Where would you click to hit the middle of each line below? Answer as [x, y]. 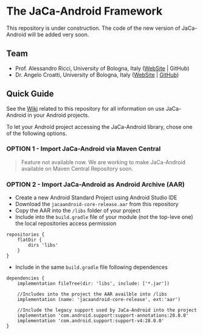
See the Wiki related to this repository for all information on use [85, 108]
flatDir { [30, 240]
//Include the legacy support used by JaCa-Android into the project [107, 310]
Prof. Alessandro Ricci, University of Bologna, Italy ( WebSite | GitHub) [102, 68]
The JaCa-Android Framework [84, 11]
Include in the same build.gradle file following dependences [91, 267]
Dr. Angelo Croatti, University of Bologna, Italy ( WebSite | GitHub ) [97, 75]
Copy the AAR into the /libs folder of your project [78, 210]
